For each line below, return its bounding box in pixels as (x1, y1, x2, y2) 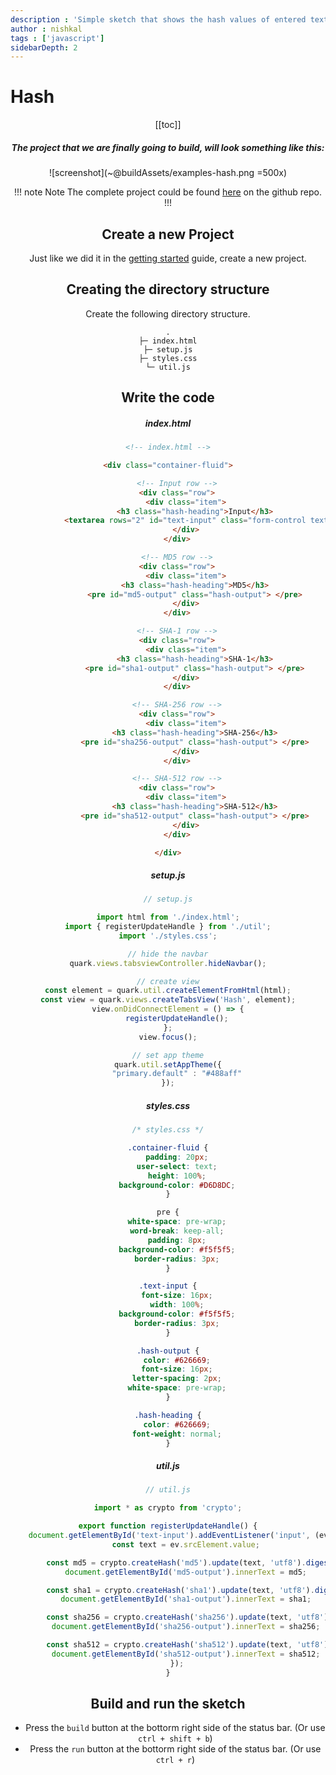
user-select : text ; (136, 1161, 218, 1171)
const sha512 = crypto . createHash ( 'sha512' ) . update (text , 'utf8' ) (46, 1640, 329, 1650)
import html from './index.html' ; (96, 912, 240, 923)
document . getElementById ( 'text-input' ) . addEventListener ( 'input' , (28, 1531, 311, 1541)
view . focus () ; (138, 1032, 198, 1042)
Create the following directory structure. (85, 307, 251, 320)
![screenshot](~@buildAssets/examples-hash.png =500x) (48, 167, 288, 179)
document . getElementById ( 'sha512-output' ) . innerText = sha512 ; (51, 1649, 321, 1659)
